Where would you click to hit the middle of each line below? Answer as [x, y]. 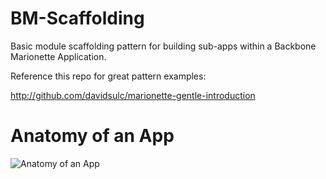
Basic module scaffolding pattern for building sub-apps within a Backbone [163, 46]
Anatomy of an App [92, 136]
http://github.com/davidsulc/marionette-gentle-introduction [133, 95]
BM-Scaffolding [77, 18]
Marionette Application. [58, 56]
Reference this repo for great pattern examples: [108, 76]
